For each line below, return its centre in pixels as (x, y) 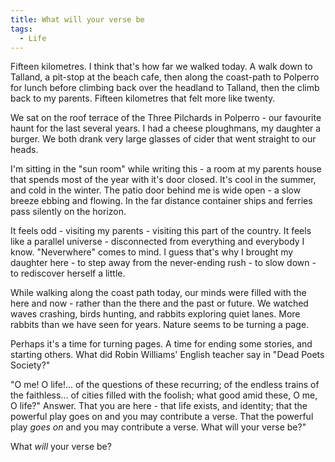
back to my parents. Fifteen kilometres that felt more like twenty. (143, 98)
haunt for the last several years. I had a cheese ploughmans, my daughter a (166, 128)
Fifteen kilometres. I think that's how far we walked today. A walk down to (161, 67)
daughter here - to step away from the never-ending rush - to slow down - (163, 263)
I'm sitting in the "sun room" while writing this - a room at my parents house (166, 169)
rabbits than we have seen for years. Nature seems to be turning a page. (160, 325)
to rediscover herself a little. (68, 273)
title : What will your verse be (77, 19)
